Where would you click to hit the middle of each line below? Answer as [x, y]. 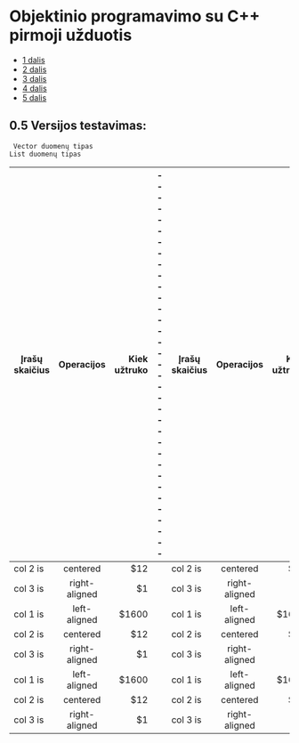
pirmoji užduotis [71, 35]
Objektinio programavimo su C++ [135, 16]
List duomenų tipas [45, 154]
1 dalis [34, 60]
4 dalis [34, 88]
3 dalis [34, 78]
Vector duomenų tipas [53, 146]
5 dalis [34, 97]
